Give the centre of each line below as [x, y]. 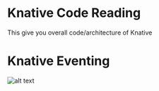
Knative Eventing [59, 61]
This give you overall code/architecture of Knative [80, 32]
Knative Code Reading [74, 13]
